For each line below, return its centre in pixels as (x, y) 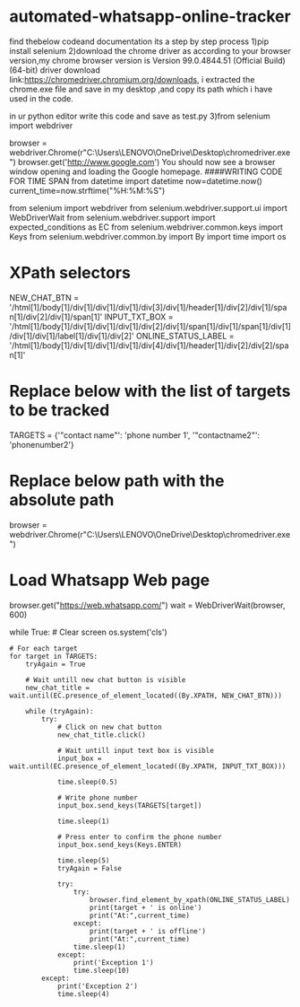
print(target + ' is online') (146, 907)
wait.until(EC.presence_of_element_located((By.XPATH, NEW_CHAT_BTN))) (146, 696)
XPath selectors (70, 273)
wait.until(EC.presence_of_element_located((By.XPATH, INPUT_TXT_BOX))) (148, 766)
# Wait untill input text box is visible (136, 750)
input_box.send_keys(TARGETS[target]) (129, 805)
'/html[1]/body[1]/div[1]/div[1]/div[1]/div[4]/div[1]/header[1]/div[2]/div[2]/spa (149, 345)
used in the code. (42, 98)
